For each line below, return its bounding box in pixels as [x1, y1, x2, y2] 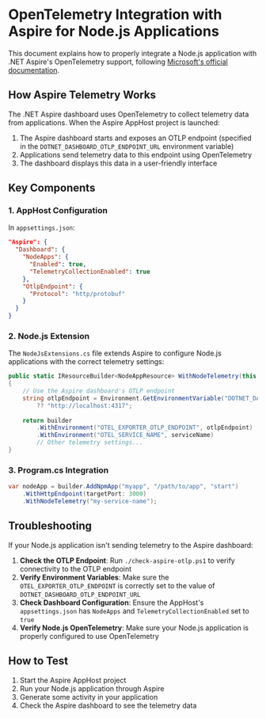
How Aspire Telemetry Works [8, 89, 157, 102]
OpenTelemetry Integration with [8, 6, 222, 24]
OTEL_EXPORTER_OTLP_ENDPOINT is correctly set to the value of [19, 580, 215, 591]
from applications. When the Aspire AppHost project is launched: [8, 117, 220, 127]
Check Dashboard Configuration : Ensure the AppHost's [19, 598, 204, 607]
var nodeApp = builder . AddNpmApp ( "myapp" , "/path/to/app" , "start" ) [8, 483, 239, 491]
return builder [22, 416, 73, 424]
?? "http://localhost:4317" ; [36, 401, 133, 409]
